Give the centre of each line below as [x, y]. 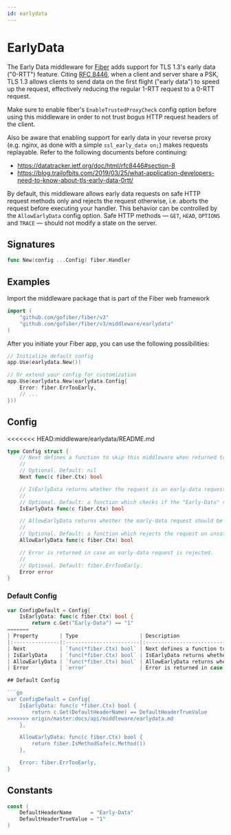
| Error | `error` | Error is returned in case [115, 668]
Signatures [31, 244]
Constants [30, 791]
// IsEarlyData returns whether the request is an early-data [110, 489]
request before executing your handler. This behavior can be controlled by [112, 208]
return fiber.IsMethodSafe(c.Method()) [89, 744]
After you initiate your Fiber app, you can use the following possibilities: [108, 343]
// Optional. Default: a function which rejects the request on [113, 534]
